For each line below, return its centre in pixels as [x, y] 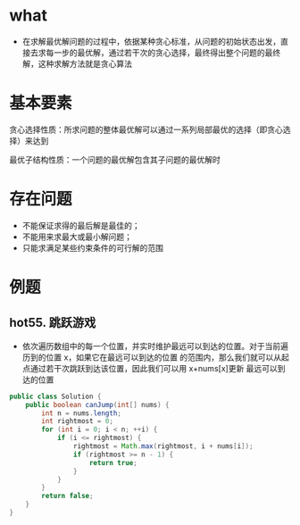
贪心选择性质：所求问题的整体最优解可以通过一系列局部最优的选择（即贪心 [146, 129]
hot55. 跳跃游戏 [53, 323]
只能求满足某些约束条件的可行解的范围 [92, 247]
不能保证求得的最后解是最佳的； [81, 225]
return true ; [113, 462]
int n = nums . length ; [82, 413]
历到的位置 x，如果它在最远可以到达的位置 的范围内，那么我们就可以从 [152, 357]
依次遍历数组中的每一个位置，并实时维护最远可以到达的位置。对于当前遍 [155, 346]
